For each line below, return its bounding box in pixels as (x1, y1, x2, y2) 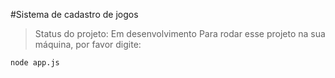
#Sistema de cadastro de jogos (10, 9, 139, 20)
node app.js (10, 58, 60, 68)
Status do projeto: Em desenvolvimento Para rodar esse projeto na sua (34, 28, 326, 39)
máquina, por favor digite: (34, 39, 142, 50)
